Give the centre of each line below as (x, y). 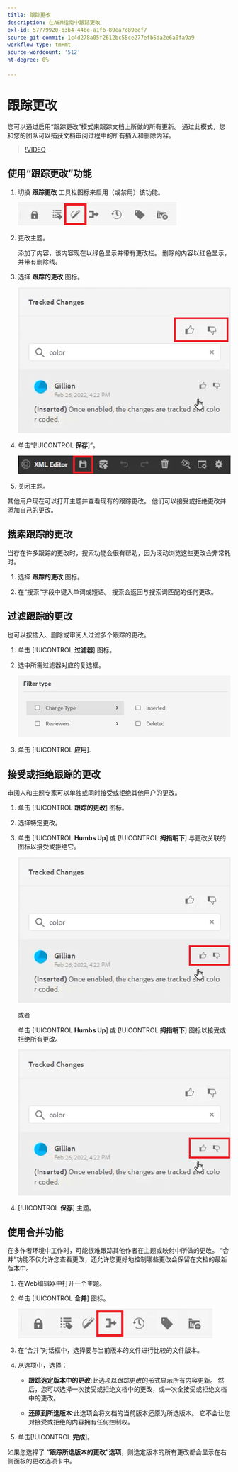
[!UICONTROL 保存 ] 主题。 (56, 1208)
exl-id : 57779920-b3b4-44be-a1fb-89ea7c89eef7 (77, 30)
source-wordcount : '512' (44, 52)
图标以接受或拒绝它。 (49, 847)
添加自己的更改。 (32, 510)
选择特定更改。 (39, 823)
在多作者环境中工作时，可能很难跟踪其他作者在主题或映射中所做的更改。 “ (115, 1251)
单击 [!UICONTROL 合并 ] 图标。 (63, 1298)
